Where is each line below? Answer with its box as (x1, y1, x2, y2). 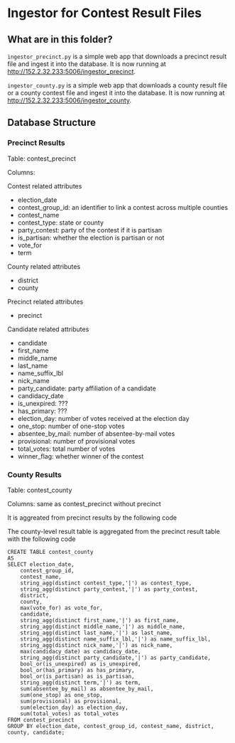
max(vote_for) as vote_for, (20, 604, 103, 611)
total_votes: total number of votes (17, 444, 116, 453)
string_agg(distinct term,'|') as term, (20, 679, 141, 686)
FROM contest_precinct (7, 716, 75, 723)
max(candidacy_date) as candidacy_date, (20, 648, 141, 655)
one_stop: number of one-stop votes (17, 422, 126, 430)
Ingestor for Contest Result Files (7, 5, 202, 21)
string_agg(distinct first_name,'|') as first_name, (20, 616, 180, 624)
